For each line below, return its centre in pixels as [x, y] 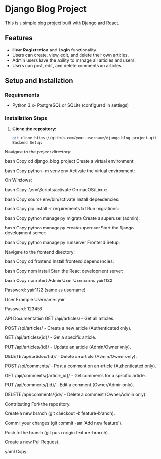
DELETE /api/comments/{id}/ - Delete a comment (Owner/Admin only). [76, 395]
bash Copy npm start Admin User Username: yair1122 [59, 280]
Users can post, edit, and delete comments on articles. [67, 65]
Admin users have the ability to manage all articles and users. [74, 60]
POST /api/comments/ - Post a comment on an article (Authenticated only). [80, 366]
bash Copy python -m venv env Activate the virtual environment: [70, 171]
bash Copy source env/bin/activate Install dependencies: [62, 199]
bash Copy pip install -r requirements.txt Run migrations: [62, 209]
